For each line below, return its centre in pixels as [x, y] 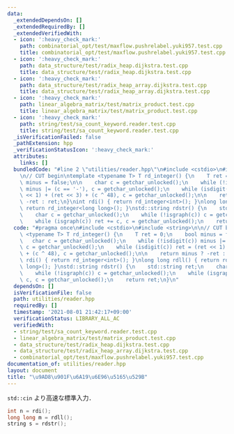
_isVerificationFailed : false [57, 137]
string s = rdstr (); [37, 424]
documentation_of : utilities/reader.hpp [67, 364]
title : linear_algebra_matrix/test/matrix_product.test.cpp [109, 111]
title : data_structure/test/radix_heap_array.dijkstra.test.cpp [115, 91]
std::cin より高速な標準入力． [51, 398]
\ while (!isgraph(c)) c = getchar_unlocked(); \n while [112, 273]
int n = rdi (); [29, 411]
